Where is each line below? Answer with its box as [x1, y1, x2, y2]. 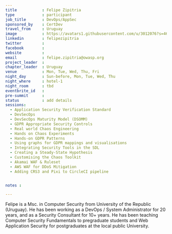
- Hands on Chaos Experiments [10, 131, 74, 136]
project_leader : [5, 60, 45, 65]
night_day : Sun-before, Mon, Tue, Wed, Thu [5, 74, 116, 79]
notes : [5, 182, 22, 188]
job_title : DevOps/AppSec [5, 17, 77, 22]
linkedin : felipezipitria [5, 36, 79, 41]
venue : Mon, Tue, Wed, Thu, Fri [5, 69, 100, 75]
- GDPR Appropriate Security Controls [10, 121, 93, 127]
